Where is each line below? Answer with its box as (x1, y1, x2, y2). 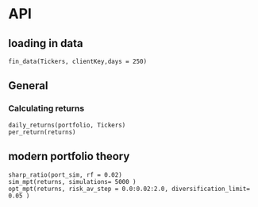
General (8, 79, 49, 92)
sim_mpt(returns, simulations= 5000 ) (8, 178, 137, 186)
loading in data (8, 37, 83, 50)
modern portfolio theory (8, 150, 130, 163)
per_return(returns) (8, 128, 77, 136)
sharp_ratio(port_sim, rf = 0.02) (8, 170, 123, 179)
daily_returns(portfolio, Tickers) (8, 121, 126, 129)
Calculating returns (8, 103, 85, 114)
